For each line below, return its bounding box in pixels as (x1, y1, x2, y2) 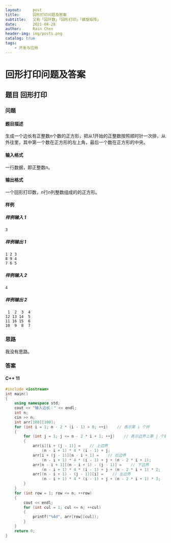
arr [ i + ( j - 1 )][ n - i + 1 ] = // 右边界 (32, 452, 126, 458)
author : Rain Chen (5, 26, 53, 32)
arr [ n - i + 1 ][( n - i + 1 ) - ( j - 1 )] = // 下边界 (32, 462, 149, 467)
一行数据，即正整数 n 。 (5, 164, 53, 170)
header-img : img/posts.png (5, 31, 63, 36)
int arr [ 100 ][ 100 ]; (14, 419, 56, 425)
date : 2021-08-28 (5, 21, 56, 27)
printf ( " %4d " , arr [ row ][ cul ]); (32, 515, 99, 520)
